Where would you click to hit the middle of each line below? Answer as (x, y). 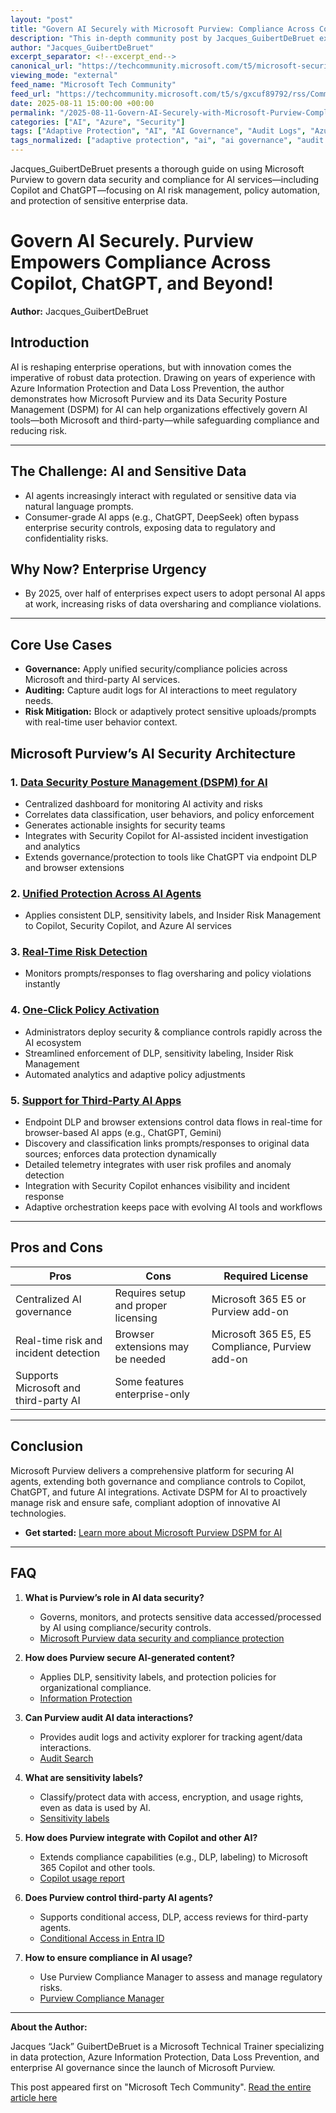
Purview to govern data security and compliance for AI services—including (164, 179)
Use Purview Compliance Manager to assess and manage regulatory (181, 1977)
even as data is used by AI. (95, 1807)
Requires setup (150, 1293)
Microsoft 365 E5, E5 (261, 1334)
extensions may (152, 1346)
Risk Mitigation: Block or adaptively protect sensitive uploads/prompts (170, 712)
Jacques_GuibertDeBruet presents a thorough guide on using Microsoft (157, 169)
